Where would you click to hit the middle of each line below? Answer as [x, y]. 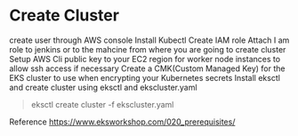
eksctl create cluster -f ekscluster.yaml [102, 104]
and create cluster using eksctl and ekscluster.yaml [103, 87]
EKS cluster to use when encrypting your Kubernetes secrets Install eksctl [145, 77]
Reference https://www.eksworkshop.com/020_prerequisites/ [122, 122]
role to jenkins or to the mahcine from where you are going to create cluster [148, 49]
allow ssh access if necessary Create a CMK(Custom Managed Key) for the [147, 68]
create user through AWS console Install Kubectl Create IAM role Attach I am [149, 40]
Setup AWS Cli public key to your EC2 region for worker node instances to [145, 59]
